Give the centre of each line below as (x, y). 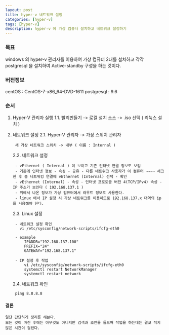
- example (25, 238)
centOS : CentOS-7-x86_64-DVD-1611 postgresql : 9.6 (61, 91)
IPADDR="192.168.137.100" (51, 242)
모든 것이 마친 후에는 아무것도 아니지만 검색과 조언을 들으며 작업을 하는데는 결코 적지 (83, 323)
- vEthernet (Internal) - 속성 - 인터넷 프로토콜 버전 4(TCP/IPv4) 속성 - (89, 182)
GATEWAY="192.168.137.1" (50, 251)
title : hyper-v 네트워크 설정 (34, 15)
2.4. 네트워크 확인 (30, 284)
